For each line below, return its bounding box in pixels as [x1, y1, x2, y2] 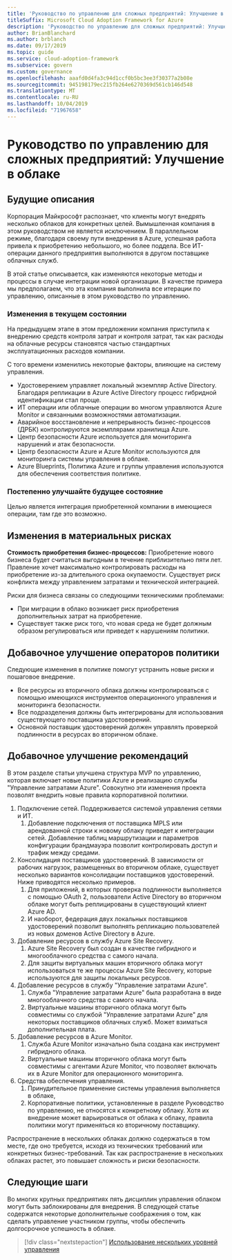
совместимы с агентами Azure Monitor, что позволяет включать [27, 1062, 217, 1070]
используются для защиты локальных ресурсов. [27, 973, 171, 981]
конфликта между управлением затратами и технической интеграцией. [7, 578, 220, 586]
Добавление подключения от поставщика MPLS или [27, 819, 183, 827]
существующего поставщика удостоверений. [17, 715, 152, 724]
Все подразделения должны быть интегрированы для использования [17, 708, 224, 716]
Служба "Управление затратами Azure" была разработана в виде [27, 988, 222, 997]
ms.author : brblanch [7, 36, 67, 43]
